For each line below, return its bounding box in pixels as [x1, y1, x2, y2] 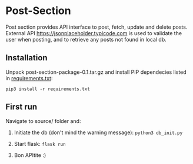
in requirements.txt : [5, 74, 53, 81]
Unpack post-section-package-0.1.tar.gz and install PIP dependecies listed [5, 69, 187, 76]
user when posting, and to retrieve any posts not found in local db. [5, 36, 167, 43]
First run [5, 102, 38, 112]
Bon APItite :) [14, 151, 46, 159]
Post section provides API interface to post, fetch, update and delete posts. [5, 23, 188, 30]
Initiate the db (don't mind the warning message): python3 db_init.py [14, 129, 183, 136]
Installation [5, 53, 48, 63]
